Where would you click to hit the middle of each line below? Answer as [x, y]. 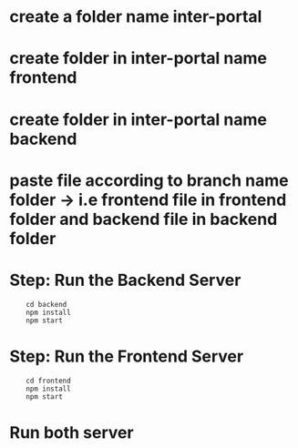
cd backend [46, 304]
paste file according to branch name [149, 180]
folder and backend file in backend [144, 219]
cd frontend [48, 381]
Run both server [72, 432]
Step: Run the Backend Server [125, 280]
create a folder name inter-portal [136, 17]
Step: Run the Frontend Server [127, 356]
